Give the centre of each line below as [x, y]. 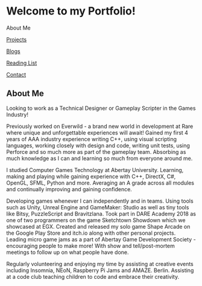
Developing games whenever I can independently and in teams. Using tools [100, 201]
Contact [16, 74]
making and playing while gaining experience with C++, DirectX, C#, [91, 176]
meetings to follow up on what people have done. [68, 252]
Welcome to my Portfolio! [71, 11]
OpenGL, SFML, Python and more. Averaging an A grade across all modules [100, 183]
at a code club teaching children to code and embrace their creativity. [93, 276]
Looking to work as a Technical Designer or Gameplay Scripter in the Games [101, 108]
